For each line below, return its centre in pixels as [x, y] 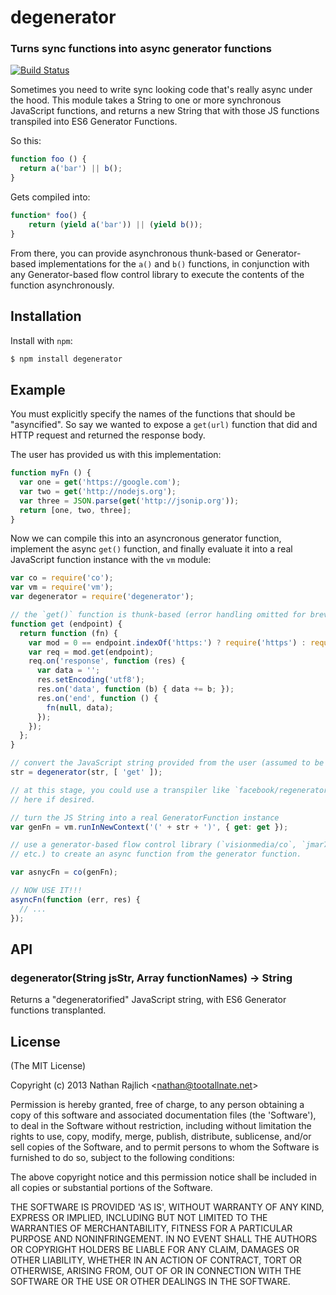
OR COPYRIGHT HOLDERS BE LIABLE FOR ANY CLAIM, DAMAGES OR [155, 1250]
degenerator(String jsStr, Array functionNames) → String [151, 978]
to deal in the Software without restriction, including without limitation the [161, 1126]
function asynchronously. [62, 285]
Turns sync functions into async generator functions [141, 49]
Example [38, 389]
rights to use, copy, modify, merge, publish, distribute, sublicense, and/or [161, 1137]
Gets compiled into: [50, 197]
